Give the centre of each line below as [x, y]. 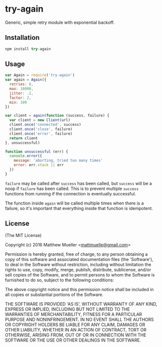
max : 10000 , [22, 89]
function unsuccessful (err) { [37, 152]
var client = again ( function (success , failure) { [57, 116]
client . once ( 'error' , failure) [41, 134]
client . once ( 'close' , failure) [41, 129]
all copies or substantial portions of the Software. [54, 295]
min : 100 [18, 102]
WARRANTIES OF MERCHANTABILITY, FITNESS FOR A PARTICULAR [73, 314]
